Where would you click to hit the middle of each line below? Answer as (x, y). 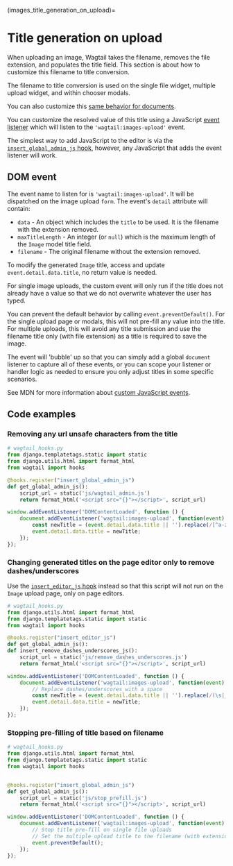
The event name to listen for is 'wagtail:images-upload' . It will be (101, 194)
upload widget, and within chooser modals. (69, 92)
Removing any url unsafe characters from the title (93, 434)
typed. (17, 300)
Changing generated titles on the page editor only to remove (111, 562)
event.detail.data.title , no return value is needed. (82, 272)
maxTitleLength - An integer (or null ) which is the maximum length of (116, 237)
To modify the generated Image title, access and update (86, 265)
